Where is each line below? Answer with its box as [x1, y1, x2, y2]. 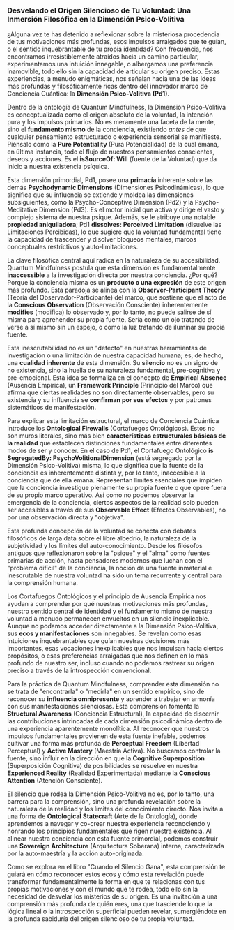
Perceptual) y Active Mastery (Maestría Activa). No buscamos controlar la [7, 746, 221, 755]
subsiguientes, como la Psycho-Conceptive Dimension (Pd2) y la [7, 198, 194, 207]
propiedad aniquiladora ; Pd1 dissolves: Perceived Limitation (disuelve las [7, 221, 222, 229]
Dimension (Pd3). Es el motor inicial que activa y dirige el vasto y [38, 205, 225, 214]
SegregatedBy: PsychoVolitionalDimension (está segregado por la [7, 454, 201, 462]
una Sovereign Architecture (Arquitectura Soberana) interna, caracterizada [7, 842, 224, 850]
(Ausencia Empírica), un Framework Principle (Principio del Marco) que [7, 381, 214, 390]
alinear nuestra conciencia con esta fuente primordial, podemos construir [7, 834, 218, 843]
